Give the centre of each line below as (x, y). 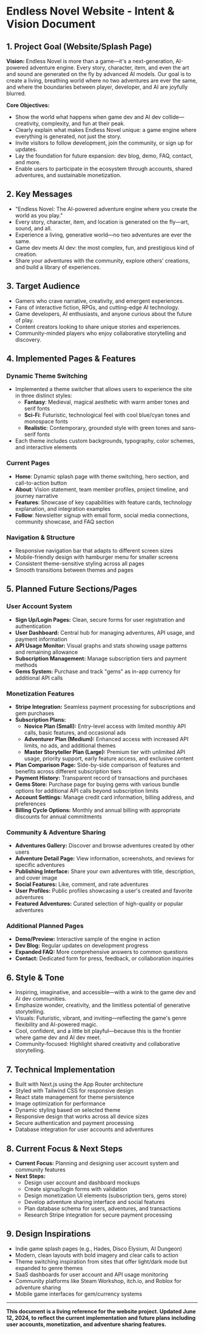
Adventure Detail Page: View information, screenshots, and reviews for (104, 859)
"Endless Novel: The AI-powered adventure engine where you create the (106, 209)
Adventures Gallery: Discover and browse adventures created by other (104, 846)
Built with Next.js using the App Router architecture (79, 1084)
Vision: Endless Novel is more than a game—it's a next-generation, (90, 61)
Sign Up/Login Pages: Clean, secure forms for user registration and (100, 620)
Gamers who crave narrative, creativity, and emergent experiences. (99, 301)
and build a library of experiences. (58, 267)
